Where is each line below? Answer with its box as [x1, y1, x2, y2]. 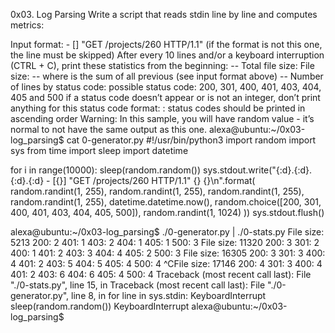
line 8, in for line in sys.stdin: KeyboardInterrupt [71, 290, 267, 301]
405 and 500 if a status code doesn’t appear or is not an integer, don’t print [10, 92, 321, 103]
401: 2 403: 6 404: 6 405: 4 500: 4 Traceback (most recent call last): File [10, 269, 312, 280]
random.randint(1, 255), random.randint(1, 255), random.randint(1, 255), [10, 185, 305, 197]
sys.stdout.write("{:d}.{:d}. [203, 164, 313, 176]
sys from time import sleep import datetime [10, 145, 189, 156]
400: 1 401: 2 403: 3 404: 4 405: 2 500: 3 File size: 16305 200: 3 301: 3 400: [10, 247, 326, 259]
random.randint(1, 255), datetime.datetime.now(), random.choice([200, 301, [10, 196, 322, 208]
